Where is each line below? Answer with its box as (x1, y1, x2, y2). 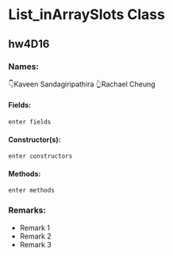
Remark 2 (19, 231, 52, 241)
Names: (8, 61, 40, 72)
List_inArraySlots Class (8, 6, 165, 24)
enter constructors (8, 152, 73, 160)
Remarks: (8, 204, 46, 216)
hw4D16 (8, 37, 50, 51)
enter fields (8, 118, 52, 126)
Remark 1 (19, 223, 50, 232)
